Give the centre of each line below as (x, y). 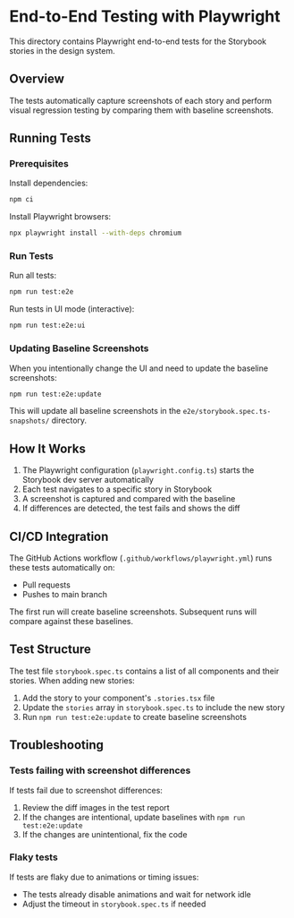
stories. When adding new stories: (72, 680)
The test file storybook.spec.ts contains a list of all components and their (144, 671)
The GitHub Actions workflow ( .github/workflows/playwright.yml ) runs (141, 558)
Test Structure (50, 650)
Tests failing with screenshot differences (100, 770)
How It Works (48, 448)
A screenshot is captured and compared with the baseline (129, 499)
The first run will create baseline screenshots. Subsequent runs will (133, 612)
